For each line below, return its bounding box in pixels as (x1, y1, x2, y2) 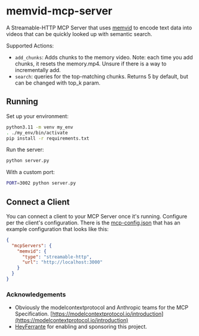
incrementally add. (14, 66, 61, 73)
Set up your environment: (6, 112, 69, 119)
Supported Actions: (6, 42, 54, 49)
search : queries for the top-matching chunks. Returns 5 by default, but (14, 73, 188, 80)
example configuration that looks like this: (6, 225, 109, 232)
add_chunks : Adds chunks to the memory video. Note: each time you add (14, 53, 193, 61)
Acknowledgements (6, 290, 66, 298)
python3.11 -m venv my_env (6, 124, 74, 130)
